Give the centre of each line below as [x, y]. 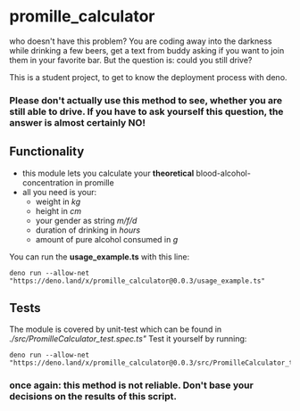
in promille [95, 182]
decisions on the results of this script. [93, 397]
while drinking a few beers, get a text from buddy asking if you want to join [147, 50]
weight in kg [58, 201]
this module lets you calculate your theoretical [108, 173]
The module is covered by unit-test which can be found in [116, 329]
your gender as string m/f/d [86, 220]
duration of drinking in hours [88, 230]
